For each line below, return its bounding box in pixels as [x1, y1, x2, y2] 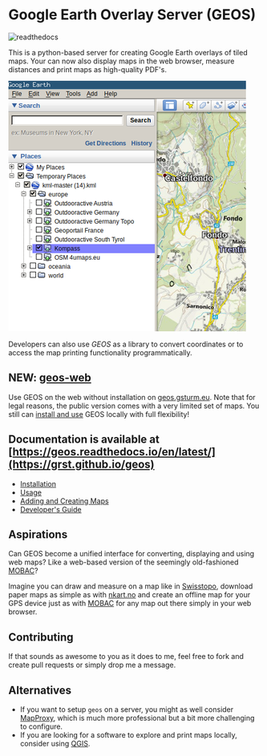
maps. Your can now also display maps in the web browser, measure [8, 56, 235, 66]
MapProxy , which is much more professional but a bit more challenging [19, 714, 255, 722]
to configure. [19, 722, 63, 731]
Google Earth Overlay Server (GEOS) [8, 6, 257, 24]
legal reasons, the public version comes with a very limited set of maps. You [8, 401, 260, 410]
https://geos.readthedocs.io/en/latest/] [12, 445, 216, 459]
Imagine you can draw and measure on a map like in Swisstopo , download [8, 581, 253, 591]
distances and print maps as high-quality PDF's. [8, 64, 167, 74]
